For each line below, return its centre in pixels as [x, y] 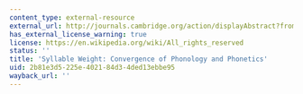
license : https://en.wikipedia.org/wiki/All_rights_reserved [127, 43]
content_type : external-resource [72, 17]
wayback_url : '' [40, 76]
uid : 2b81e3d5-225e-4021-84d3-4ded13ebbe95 [92, 68]
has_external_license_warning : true [78, 34]
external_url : [36, 26]
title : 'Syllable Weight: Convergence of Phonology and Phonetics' [139, 59]
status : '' [30, 51]
